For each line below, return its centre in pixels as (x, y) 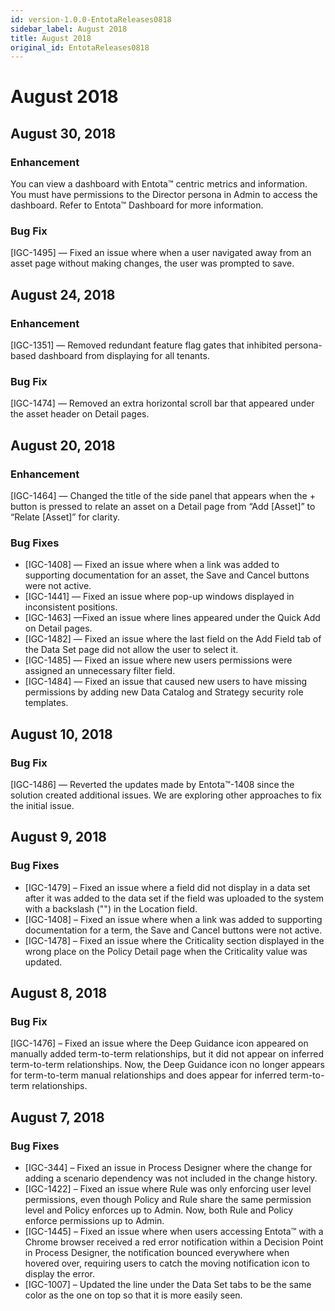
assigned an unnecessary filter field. (100, 671)
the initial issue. (42, 806)
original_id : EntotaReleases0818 (80, 47)
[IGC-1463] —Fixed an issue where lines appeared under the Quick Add (172, 618)
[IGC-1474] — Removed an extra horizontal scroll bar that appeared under (162, 403)
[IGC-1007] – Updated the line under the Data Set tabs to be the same (168, 1285)
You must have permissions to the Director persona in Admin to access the (164, 195)
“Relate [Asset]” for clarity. (65, 517)
